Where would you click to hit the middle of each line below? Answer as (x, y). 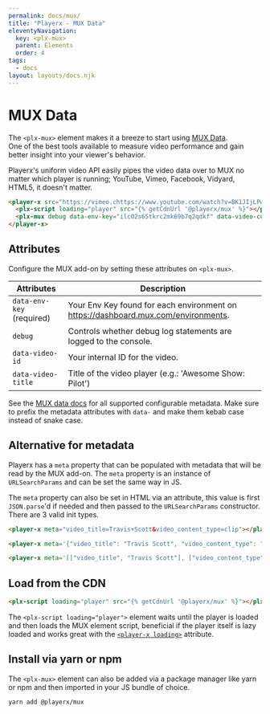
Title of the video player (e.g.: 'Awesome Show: (156, 373)
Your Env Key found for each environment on (152, 304)
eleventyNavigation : (43, 31)
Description (163, 288)
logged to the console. (110, 341)
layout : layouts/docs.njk (51, 75)
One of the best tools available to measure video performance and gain (126, 146)
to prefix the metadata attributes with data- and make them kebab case (127, 411)
